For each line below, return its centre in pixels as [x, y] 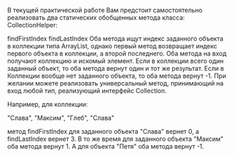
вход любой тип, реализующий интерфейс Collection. [87, 91]
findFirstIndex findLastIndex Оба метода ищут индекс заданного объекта [116, 39]
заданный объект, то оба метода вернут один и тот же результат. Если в [116, 68]
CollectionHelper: [33, 25]
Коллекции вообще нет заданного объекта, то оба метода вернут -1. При [117, 76]
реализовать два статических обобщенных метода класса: [96, 18]
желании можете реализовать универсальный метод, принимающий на [116, 83]
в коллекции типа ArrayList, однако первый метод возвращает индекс [112, 46]
